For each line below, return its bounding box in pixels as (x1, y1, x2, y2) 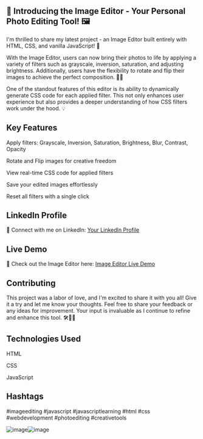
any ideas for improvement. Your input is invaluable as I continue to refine (6, 307, 190, 315)
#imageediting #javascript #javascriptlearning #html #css (6, 407, 151, 415)
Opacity (6, 145, 26, 152)
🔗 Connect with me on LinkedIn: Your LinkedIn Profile (6, 226, 140, 234)
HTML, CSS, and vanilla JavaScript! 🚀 (6, 42, 100, 49)
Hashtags (6, 391, 44, 402)
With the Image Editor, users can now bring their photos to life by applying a (6, 54, 196, 61)
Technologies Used (6, 334, 81, 344)
